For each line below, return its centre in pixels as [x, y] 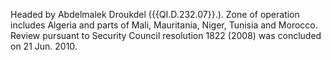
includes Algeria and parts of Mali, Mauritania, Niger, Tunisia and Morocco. [164, 25]
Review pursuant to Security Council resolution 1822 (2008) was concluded [166, 35]
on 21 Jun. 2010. [44, 46]
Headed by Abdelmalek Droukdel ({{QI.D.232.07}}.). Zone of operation [155, 14]
